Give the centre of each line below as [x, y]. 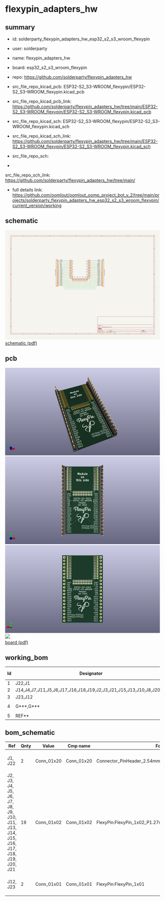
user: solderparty [30, 48]
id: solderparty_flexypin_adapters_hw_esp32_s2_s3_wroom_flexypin [81, 39]
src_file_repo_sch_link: [28, 175]
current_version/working [37, 205]
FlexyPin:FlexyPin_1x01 [121, 884]
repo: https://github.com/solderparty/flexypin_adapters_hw [72, 77]
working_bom [27, 657]
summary [20, 27]
